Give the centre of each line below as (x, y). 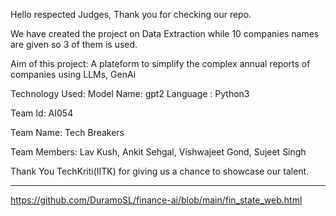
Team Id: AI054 (42, 113)
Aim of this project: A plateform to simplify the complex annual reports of (160, 63)
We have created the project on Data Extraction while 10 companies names (165, 33)
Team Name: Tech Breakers (67, 132)
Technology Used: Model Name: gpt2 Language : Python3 (130, 93)
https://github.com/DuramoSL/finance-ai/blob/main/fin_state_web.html (156, 200)
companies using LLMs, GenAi (73, 74)
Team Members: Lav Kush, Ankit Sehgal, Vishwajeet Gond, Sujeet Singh (158, 152)
